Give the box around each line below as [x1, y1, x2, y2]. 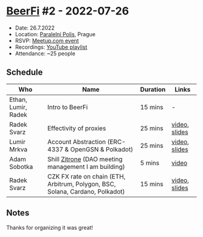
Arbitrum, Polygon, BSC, [47, 180, 116, 188]
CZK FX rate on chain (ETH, [47, 172, 126, 180]
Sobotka [9, 162, 33, 171]
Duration [140, 85, 166, 93]
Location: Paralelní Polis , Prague [14, 30, 95, 37]
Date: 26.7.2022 [14, 24, 55, 31]
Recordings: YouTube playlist [14, 43, 88, 51]
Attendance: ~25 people [14, 49, 76, 57]
